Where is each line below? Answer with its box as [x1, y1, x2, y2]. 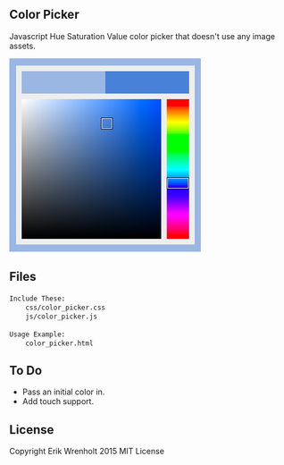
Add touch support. [21, 396, 95, 407]
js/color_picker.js [25, 312, 98, 321]
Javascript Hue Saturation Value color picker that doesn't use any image [9, 30, 275, 41]
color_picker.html [25, 339, 94, 348]
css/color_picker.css [25, 303, 105, 312]
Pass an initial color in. [21, 386, 105, 397]
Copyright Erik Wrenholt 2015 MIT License [9, 446, 165, 457]
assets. [9, 40, 36, 51]
